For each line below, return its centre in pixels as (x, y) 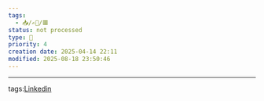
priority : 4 (27, 45)
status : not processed (45, 30)
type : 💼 (21, 37)
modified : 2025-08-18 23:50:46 (59, 60)
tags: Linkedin (30, 88)
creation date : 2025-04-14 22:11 (63, 52)
